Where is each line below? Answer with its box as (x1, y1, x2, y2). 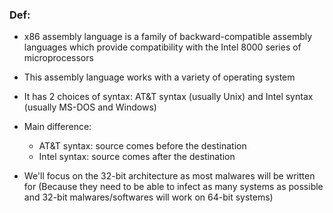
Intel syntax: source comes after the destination (38, 151, 236, 163)
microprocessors (23, 52, 94, 64)
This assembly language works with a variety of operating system (23, 71, 296, 83)
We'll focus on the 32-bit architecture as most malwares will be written (23, 170, 316, 182)
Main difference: (23, 121, 92, 133)
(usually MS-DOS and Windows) (23, 101, 157, 113)
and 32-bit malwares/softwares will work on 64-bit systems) (23, 191, 274, 203)
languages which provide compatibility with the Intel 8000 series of (23, 41, 302, 53)
